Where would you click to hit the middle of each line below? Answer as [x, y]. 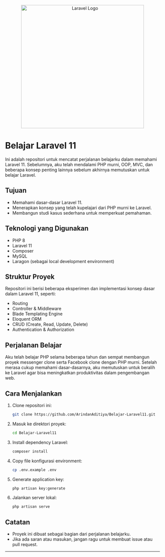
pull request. [25, 545]
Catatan [18, 522]
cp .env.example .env [34, 470]
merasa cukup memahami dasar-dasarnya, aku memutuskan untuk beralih [80, 368]
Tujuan [16, 191]
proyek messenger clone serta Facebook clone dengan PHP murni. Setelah [81, 362]
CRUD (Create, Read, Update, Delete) [50, 324]
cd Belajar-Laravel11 [34, 433]
